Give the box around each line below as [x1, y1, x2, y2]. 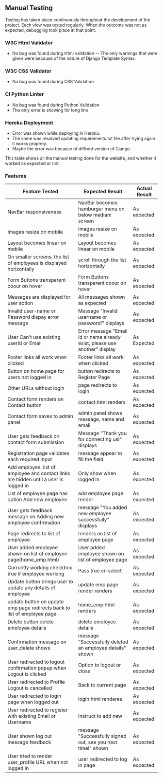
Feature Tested [22, 188, 58, 195]
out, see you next [78, 739, 118, 746]
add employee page [78, 490, 124, 497]
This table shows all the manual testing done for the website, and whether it [5, 155, 157, 161]
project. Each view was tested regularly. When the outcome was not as [5, 22, 147, 28]
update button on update [7, 598, 64, 605]
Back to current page [78, 682, 126, 688]
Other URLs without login [7, 385, 65, 392]
